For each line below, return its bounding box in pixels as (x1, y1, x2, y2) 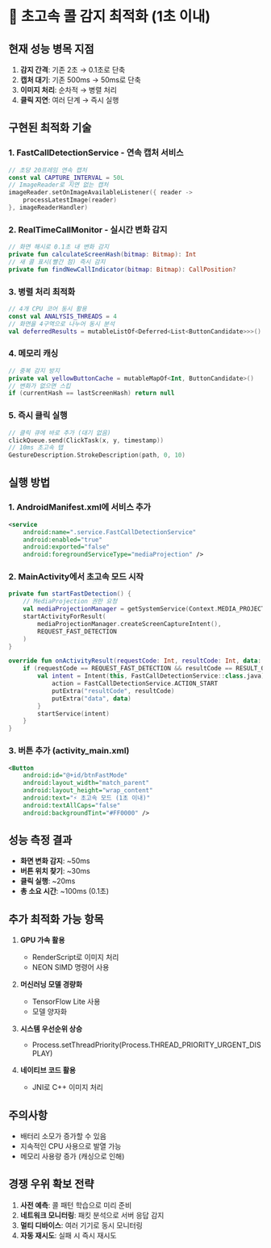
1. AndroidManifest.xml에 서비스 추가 (8, 502, 152, 513)
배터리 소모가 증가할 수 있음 (19, 1131, 107, 1142)
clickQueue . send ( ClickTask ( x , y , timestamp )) (8, 436, 164, 445)
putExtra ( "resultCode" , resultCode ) (51, 687, 175, 695)
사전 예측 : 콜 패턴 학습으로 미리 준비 (19, 1200, 132, 1210)
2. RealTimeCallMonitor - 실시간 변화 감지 (8, 223, 168, 235)
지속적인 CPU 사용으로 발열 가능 (19, 1142, 122, 1151)
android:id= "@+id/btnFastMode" (23, 771, 128, 779)
